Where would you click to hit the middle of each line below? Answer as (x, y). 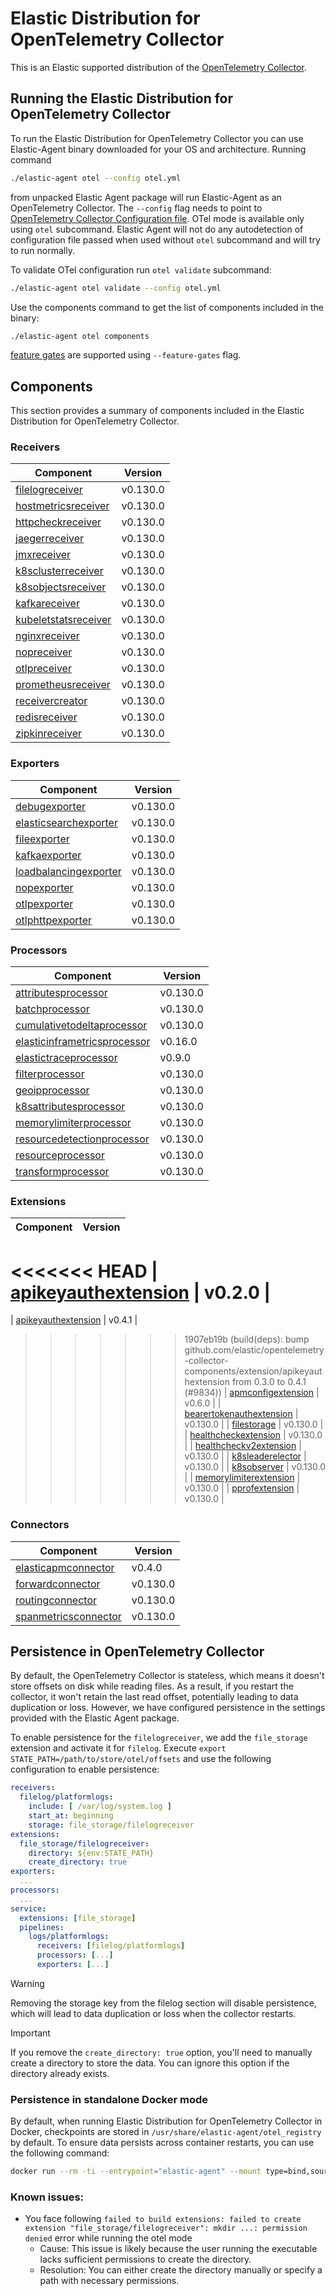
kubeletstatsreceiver (63, 620)
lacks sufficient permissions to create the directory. (145, 2259)
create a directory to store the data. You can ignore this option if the (150, 2063)
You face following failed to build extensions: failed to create (163, 2219)
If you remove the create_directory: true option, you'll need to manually (161, 2052)
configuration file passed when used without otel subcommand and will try (165, 239)
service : (28, 1908)
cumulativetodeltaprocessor (81, 1025)
